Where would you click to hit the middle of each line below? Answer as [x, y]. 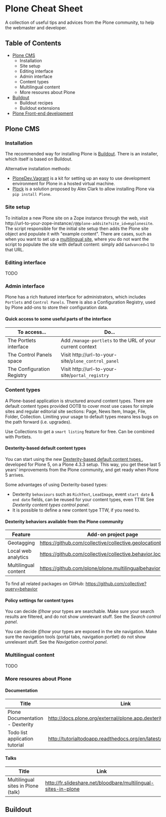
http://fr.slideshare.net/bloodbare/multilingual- [100, 783]
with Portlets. [19, 437]
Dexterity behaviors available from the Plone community [64, 521]
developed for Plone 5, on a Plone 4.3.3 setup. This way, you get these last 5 [83, 464]
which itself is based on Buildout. [39, 159]
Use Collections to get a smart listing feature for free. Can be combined [80, 431]
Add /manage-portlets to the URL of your [108, 340]
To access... [32, 332]
